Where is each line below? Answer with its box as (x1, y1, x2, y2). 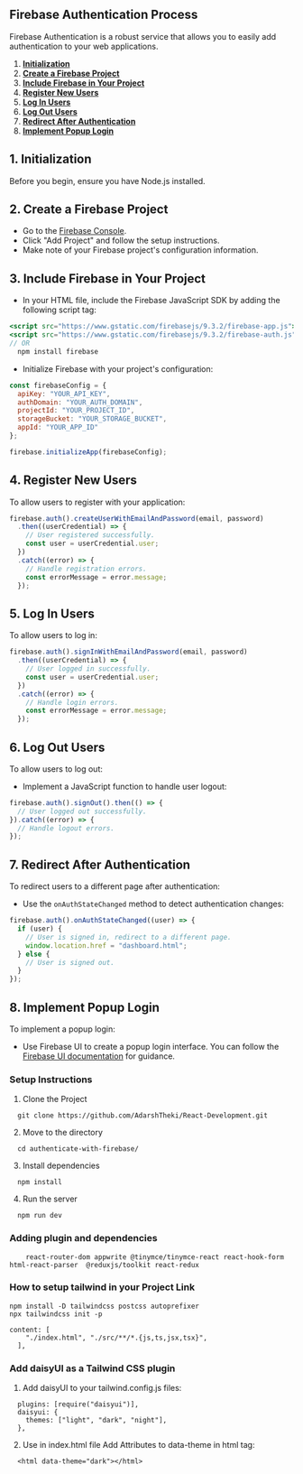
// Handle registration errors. (25, 564, 147, 573)
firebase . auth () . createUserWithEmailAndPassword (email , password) (9, 514, 264, 523)
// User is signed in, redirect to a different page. (25, 932, 232, 941)
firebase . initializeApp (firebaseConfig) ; (9, 447, 168, 457)
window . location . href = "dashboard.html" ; (25, 941, 188, 950)
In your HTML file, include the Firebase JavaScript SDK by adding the (22, 295, 281, 306)
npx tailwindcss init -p (9, 1309, 103, 1319)
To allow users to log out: (9, 763, 104, 774)
